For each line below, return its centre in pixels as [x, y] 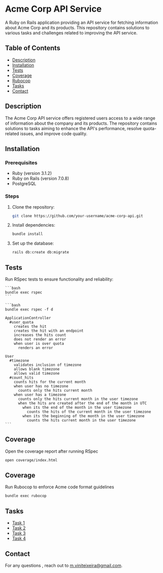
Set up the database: [33, 243]
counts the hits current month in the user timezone [81, 420]
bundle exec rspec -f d [29, 309]
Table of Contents [33, 48]
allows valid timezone [37, 373]
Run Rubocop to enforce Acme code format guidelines [60, 487]
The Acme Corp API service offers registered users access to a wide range [80, 118]
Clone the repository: [33, 207]
